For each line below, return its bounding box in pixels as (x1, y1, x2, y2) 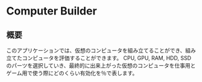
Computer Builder (6, 4, 98, 18)
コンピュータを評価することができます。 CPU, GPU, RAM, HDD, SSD (22, 54, 192, 61)
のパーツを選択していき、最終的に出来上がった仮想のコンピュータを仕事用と (6, 62, 196, 69)
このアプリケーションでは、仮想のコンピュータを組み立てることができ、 (6, 47, 186, 54)
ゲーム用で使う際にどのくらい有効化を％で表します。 (6, 69, 138, 77)
